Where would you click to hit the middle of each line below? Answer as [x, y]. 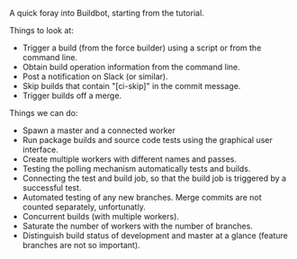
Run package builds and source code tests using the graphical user [147, 140]
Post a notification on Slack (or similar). [95, 76]
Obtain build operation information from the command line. [131, 67]
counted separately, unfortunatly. [84, 207]
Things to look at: [41, 30]
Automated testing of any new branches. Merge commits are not [142, 197]
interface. [40, 149]
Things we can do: [44, 113]
